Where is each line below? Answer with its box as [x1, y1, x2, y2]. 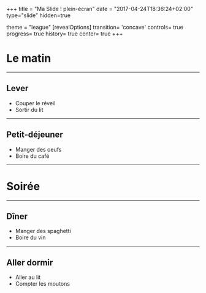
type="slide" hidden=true [6, 12, 71, 19]
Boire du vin [15, 234, 46, 241]
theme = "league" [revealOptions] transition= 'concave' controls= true [6, 24, 184, 31]
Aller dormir [6, 257, 53, 268]
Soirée [6, 179, 40, 193]
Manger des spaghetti [15, 228, 72, 235]
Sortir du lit [15, 106, 44, 113]
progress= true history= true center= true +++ [6, 30, 123, 37]
